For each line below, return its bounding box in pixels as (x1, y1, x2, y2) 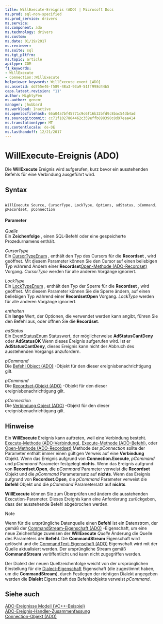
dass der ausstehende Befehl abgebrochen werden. (5, 501, 109, 507)
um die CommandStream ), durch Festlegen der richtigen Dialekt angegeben (5, 571, 158, 577)
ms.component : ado (5, 25, 42, 30)
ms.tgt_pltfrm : (5, 52, 36, 57)
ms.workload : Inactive (5, 107, 51, 112)
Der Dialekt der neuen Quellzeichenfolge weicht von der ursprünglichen (5, 561, 148, 567)
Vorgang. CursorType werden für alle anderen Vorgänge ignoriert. (5, 269, 137, 275)
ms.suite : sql (5, 48, 34, 53)
